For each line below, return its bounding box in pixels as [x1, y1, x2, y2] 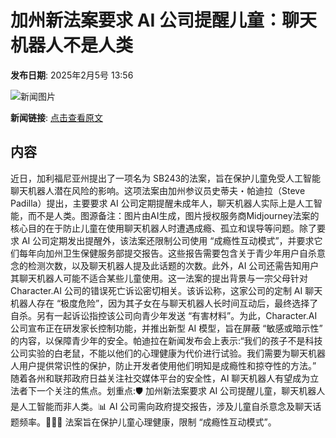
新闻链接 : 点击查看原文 [10, 111, 103, 123]
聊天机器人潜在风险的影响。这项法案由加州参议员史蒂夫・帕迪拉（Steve [10, 184, 306, 196]
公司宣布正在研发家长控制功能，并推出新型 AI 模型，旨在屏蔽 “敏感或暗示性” [10, 322, 323, 334]
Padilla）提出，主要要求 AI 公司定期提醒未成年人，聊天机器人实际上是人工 [10, 197, 314, 209]
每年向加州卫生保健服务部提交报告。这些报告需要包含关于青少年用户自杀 [18, 247, 317, 259]
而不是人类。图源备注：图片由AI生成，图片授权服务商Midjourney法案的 [27, 209, 320, 221]
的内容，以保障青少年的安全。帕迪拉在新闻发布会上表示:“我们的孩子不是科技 [10, 334, 323, 346]
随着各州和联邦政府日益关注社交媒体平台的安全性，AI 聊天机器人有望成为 [10, 372, 311, 384]
